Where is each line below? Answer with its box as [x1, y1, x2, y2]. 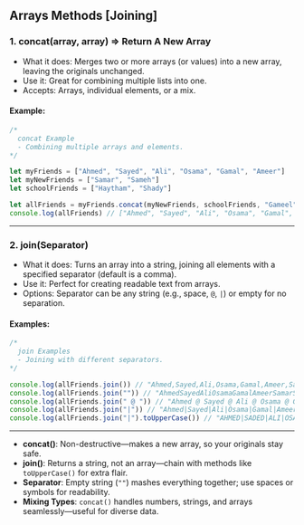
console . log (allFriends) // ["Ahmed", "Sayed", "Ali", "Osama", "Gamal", [9, 208, 294, 217]
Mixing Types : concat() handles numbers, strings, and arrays [22, 496, 253, 507]
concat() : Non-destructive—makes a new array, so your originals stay [22, 439, 283, 450]
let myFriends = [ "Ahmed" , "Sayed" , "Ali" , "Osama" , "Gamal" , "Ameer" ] [9, 167, 286, 177]
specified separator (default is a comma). [22, 269, 177, 280]
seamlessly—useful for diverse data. [22, 506, 159, 517]
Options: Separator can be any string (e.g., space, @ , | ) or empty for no [22, 288, 287, 299]
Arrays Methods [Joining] [9, 8, 158, 24]
